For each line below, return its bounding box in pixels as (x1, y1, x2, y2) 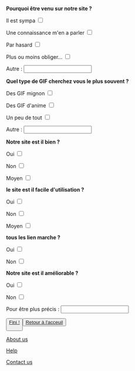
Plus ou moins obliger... (6, 54, 63, 61)
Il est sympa (6, 17, 36, 24)
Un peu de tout (6, 114, 42, 121)
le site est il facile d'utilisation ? (6, 186, 85, 193)
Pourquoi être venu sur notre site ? (6, 5, 92, 12)
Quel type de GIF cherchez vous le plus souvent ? (6, 78, 129, 85)
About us (6, 336, 28, 343)
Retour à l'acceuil (25, 319, 63, 325)
